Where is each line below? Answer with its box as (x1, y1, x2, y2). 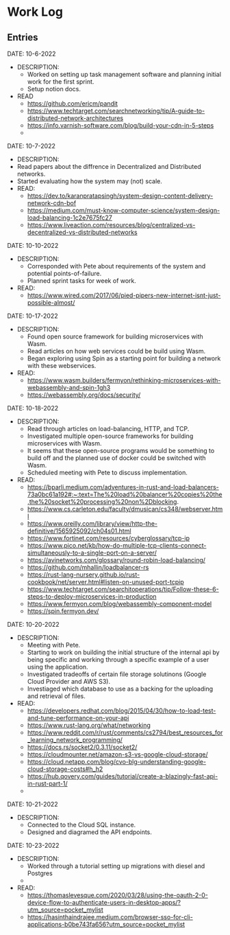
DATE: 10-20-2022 (7, 621, 60, 628)
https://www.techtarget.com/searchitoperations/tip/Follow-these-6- (27, 585, 219, 593)
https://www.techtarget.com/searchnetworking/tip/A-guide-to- (27, 107, 205, 115)
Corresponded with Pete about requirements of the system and (27, 262, 206, 270)
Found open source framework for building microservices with (27, 332, 203, 340)
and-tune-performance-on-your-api (27, 714, 129, 722)
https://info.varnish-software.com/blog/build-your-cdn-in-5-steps (27, 122, 214, 129)
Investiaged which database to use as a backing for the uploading (27, 684, 214, 693)
